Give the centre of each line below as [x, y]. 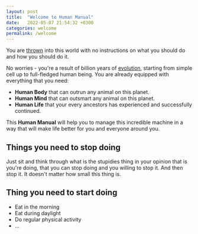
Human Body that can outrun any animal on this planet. [82, 92]
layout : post [22, 12]
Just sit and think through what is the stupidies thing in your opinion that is [97, 161]
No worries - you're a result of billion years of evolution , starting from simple [99, 68]
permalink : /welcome [32, 34]
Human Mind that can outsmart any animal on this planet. [85, 99]
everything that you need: [38, 81]
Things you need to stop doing [64, 147]
